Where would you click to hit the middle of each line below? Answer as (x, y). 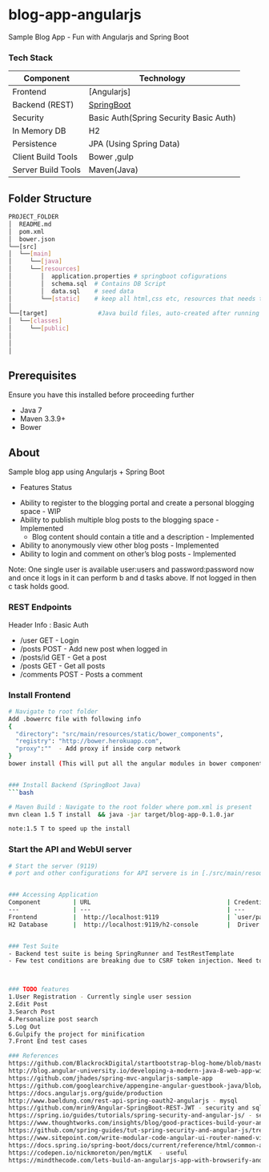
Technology (162, 78)
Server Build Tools (47, 170)
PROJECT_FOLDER (34, 217)
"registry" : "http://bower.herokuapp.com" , (89, 741)
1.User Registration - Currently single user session (100, 997)
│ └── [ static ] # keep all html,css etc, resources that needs (132, 299)
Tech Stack (31, 58)
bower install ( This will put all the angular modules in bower (118, 764)
